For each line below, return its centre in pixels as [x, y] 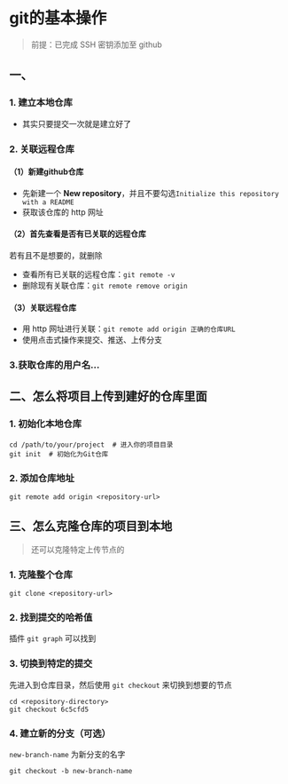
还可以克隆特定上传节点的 [78, 549]
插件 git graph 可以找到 [53, 638]
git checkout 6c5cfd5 [49, 709]
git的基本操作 [58, 18]
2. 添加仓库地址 [42, 478]
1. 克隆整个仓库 [41, 574]
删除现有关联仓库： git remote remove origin [105, 285]
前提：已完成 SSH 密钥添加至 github [96, 44]
